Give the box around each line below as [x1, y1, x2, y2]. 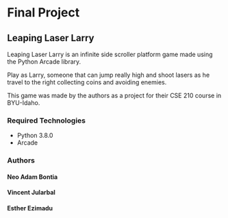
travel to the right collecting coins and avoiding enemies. [7, 78, 167, 86]
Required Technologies [7, 115, 86, 125]
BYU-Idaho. [7, 99, 40, 107]
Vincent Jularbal [7, 189, 56, 197]
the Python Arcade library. [7, 58, 81, 66]
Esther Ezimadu [7, 204, 53, 212]
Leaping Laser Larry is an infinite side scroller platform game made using [7, 50, 214, 58]
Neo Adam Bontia [7, 173, 58, 181]
